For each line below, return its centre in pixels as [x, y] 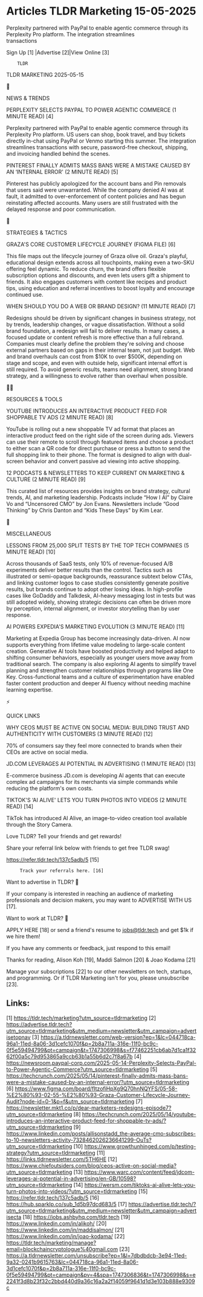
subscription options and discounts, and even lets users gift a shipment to [98, 275]
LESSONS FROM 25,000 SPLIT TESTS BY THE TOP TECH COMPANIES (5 [98, 545]
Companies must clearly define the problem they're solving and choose [95, 343]
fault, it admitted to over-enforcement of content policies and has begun [96, 196]
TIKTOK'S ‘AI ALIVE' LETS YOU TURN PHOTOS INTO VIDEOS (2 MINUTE [97, 800]
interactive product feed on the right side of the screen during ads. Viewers [100, 435]
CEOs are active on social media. [47, 752]
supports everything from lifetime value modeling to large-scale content [96, 644]
